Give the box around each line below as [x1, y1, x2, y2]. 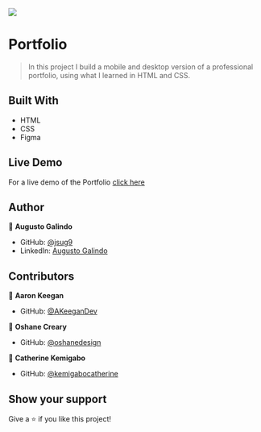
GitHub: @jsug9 [19, 238, 73, 247]
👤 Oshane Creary [8, 322, 67, 332]
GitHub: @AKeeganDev [19, 306, 98, 316]
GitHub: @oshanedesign [19, 338, 101, 347]
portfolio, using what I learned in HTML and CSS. [27, 70, 191, 80]
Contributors [8, 269, 75, 283]
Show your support [8, 392, 107, 406]
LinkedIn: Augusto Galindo [19, 246, 108, 255]
